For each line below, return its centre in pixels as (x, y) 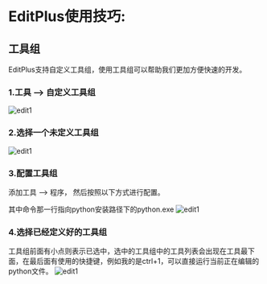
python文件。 (31, 271)
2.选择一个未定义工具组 (53, 133)
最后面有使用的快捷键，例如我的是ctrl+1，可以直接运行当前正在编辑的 (144, 261)
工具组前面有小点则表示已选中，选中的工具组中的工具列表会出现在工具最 (128, 251)
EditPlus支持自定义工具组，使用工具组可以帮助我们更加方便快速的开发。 (127, 70)
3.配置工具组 (33, 173)
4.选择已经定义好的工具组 (58, 232)
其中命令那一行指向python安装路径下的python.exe (91, 209)
